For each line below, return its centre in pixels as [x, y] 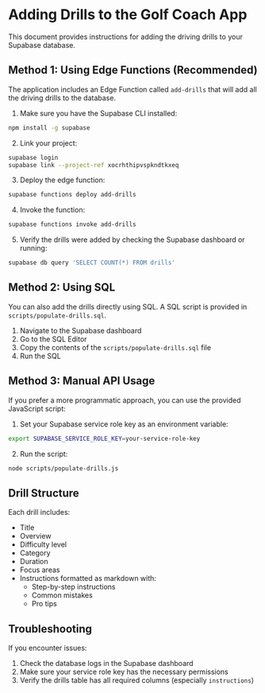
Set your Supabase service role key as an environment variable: [124, 424]
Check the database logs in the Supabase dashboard [106, 663]
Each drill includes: [39, 512]
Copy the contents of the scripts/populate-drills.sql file [115, 347]
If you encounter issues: [48, 648]
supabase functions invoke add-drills [72, 224]
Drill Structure [44, 493]
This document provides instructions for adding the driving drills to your [126, 37]
